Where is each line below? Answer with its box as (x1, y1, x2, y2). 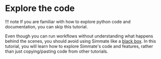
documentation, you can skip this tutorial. (5, 24, 88, 29)
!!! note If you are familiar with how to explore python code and (5, 19, 131, 24)
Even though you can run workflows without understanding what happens (5, 33, 153, 39)
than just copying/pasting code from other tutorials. (5, 48, 108, 54)
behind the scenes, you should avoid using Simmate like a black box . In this (5, 38, 157, 44)
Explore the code (5, 3, 75, 14)
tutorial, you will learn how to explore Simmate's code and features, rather (5, 43, 153, 49)
